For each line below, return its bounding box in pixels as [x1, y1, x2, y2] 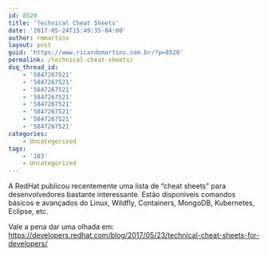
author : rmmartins [8, 33, 69, 42]
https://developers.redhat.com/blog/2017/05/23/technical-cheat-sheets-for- [8, 231, 260, 240]
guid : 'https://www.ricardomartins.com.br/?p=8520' [8, 48, 183, 56]
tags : [8, 145, 26, 153]
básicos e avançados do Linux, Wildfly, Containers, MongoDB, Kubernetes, [8, 198, 255, 208]
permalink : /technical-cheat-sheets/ [8, 56, 134, 64]
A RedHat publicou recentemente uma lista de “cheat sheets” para [8, 181, 227, 191]
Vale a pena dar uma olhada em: [8, 222, 114, 231]
